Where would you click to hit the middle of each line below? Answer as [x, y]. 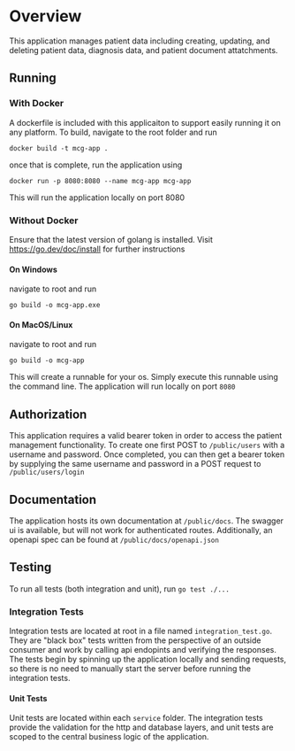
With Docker [37, 104]
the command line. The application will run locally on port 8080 [122, 386]
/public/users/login [47, 472]
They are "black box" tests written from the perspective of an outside [135, 640]
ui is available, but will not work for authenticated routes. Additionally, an [141, 530]
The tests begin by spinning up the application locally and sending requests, [148, 659]
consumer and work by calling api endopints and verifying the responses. [143, 650]
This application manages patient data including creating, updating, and [140, 41]
